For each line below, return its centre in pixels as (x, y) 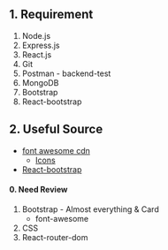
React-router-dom (55, 237)
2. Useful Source (56, 129)
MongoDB (40, 82)
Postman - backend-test (66, 73)
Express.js (41, 45)
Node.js (36, 35)
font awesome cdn (56, 150)
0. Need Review (38, 190)
